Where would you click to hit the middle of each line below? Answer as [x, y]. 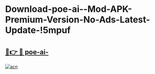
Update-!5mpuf [38, 30]
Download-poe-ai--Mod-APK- [69, 9]
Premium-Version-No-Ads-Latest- [78, 20]
